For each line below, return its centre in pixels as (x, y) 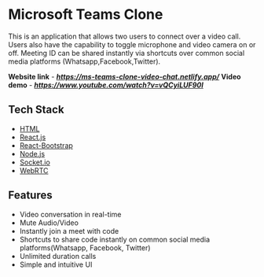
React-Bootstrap (46, 145)
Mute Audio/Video (49, 223)
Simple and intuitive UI (56, 264)
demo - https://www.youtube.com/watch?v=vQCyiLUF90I (106, 85)
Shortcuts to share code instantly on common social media (115, 239)
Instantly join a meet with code (69, 231)
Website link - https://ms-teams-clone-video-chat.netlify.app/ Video (125, 76)
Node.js (32, 153)
